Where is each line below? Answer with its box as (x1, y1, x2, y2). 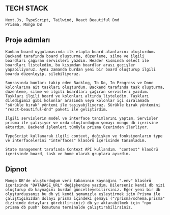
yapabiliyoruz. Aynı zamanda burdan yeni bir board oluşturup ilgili (5, 67, 156, 72)
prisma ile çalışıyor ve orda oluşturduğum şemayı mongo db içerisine (5, 120, 158, 125)
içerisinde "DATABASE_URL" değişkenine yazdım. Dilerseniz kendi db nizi (5, 183, 165, 188)
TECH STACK (5, 4, 48, 13)
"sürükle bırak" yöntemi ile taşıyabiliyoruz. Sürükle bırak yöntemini (5, 102, 160, 107)
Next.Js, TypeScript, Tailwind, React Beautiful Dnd (5, 17, 120, 22)
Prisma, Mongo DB (5, 22, 42, 27)
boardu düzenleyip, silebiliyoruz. (5, 71, 81, 77)
